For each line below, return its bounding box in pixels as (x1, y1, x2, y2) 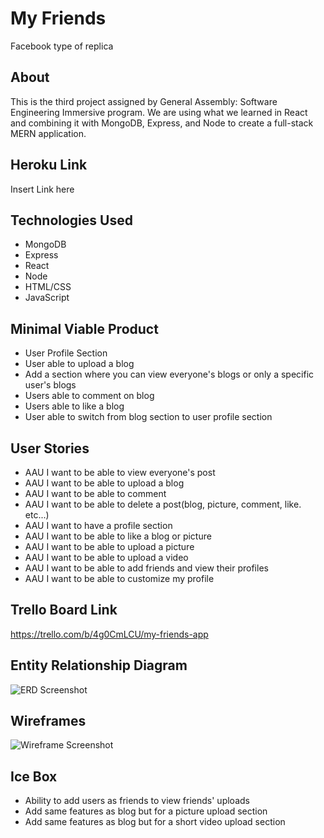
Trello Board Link (10, 602, 118, 619)
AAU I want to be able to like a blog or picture (24, 530, 212, 542)
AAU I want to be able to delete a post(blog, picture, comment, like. (24, 498, 302, 510)
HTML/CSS (24, 281, 72, 293)
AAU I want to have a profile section (24, 520, 173, 531)
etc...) (24, 509, 50, 521)
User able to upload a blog (24, 358, 135, 370)
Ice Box (10, 768, 58, 785)
